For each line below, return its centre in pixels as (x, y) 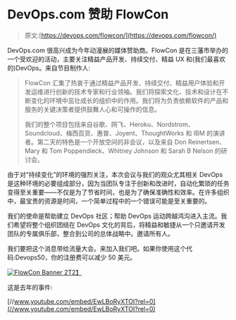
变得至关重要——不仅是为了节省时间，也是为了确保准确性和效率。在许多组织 (118, 192)
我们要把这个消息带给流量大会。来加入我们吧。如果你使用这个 (97, 248)
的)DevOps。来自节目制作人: (49, 68)
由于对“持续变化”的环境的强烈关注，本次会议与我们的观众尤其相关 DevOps (115, 174)
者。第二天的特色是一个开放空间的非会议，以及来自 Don (105, 142)
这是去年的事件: (30, 287)
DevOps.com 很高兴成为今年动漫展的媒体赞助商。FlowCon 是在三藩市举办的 (118, 50)
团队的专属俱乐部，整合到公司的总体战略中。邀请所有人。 (91, 233)
